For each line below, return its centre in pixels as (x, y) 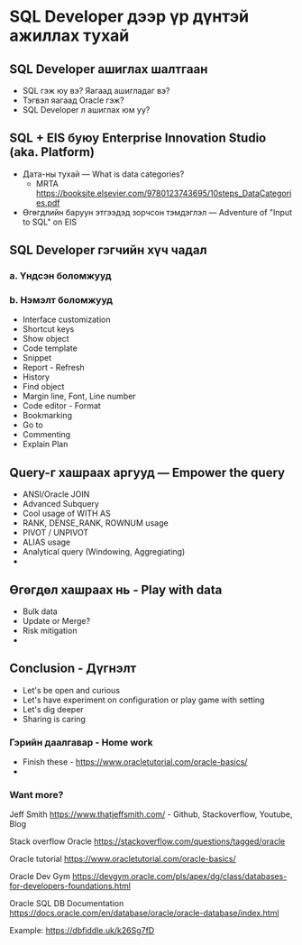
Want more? (37, 795)
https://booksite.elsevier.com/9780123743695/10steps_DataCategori (164, 193)
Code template (50, 348)
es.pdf (48, 202)
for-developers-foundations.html (70, 886)
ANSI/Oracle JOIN (56, 494)
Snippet (37, 358)
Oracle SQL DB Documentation (67, 904)
